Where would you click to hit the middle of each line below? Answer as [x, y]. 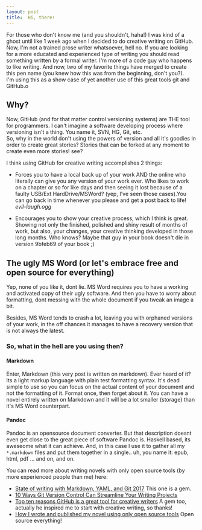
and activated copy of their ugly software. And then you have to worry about [101, 294]
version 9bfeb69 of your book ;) [55, 244]
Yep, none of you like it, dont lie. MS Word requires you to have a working [97, 287]
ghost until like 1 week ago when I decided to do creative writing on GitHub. [100, 41]
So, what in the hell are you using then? [65, 346]
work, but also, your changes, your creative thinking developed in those [104, 231]
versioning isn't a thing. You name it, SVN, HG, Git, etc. [74, 132]
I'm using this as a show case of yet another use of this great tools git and [98, 80]
